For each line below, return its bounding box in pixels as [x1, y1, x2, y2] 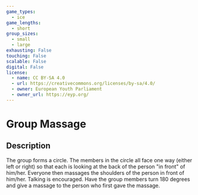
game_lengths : [6, 20, 42, 26]
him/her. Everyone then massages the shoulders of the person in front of [6, 169, 184, 176]
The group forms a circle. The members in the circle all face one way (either [6, 156, 193, 163]
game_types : [6, 8, 36, 15]
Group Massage [6, 117, 86, 131]
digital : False [6, 64, 44, 70]
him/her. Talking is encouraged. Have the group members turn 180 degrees [6, 175, 190, 183]
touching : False [6, 53, 46, 59]
